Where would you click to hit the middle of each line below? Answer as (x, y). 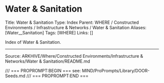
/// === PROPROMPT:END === (58, 76)
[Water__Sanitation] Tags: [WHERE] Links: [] (49, 33)
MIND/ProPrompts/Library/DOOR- (116, 70)
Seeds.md (15, 76)
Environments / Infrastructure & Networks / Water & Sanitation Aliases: (76, 27)
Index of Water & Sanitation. (33, 42)
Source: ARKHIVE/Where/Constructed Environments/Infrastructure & (74, 56)
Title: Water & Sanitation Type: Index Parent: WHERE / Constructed (72, 22)
